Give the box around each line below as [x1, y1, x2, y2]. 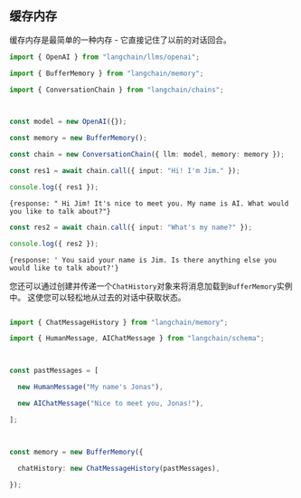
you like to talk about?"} [9, 206, 111, 215]
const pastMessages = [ [9, 366, 99, 376]
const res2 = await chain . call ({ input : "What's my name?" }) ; [9, 223, 253, 232]
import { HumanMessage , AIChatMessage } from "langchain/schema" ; [9, 334, 265, 343]
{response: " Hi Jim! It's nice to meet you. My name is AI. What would [9, 198, 289, 208]
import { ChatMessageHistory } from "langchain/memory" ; [9, 318, 229, 327]
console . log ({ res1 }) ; [9, 182, 99, 192]
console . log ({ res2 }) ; [9, 239, 99, 248]
